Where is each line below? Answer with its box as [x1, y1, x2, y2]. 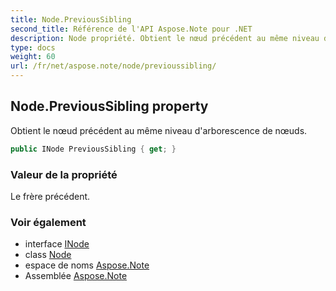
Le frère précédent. [10, 190, 91, 202]
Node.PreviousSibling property [10, 98, 209, 115]
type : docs [10, 42, 56, 53]
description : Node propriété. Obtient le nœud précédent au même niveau [10, 33, 320, 43]
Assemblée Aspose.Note [24, 270, 128, 282]
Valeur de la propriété [10, 167, 118, 181]
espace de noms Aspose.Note [24, 259, 150, 271]
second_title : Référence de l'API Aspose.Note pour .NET [10, 24, 253, 34]
